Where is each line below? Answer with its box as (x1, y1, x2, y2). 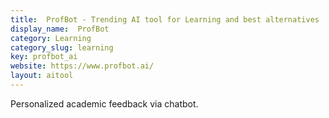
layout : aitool (10, 71, 74, 81)
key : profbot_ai (10, 52, 78, 62)
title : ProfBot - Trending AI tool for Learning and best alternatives (10, 14, 320, 25)
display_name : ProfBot (10, 24, 110, 34)
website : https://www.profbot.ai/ (10, 61, 155, 71)
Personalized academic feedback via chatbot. (10, 97, 199, 110)
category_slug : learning (10, 42, 114, 53)
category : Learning (10, 33, 92, 43)
